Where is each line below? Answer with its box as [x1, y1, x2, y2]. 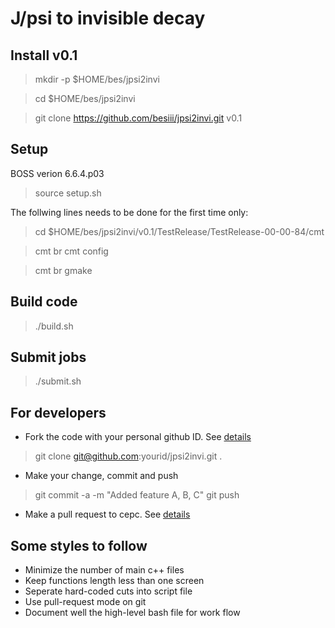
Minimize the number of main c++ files [24, 564, 185, 576]
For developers [10, 404, 107, 421]
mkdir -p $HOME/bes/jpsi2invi [34, 73, 160, 85]
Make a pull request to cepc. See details [24, 508, 191, 521]
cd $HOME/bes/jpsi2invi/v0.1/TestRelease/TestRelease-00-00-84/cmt [34, 225, 325, 237]
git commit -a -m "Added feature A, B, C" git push [34, 489, 240, 501]
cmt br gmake [34, 264, 93, 276]
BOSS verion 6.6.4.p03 [10, 167, 105, 179]
